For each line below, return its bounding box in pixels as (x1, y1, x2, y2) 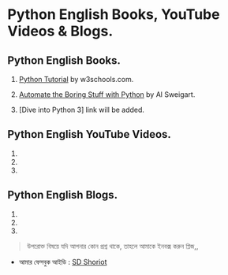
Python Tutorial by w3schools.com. (18, 75, 134, 84)
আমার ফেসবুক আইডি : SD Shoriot (18, 257, 107, 266)
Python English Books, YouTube (7, 6, 220, 24)
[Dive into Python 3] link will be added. (18, 105, 145, 114)
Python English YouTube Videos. (7, 128, 171, 141)
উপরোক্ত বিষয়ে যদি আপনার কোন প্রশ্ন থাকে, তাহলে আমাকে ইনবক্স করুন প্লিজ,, (26, 241, 199, 251)
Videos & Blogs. (7, 22, 114, 40)
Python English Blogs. (7, 188, 118, 202)
